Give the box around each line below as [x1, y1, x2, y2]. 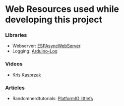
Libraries [5, 32, 27, 39]
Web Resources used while [5, 3, 119, 15]
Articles [5, 84, 25, 91]
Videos [5, 60, 23, 67]
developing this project [5, 14, 103, 25]
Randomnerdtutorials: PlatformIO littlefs [12, 96, 93, 102]
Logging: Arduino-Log [12, 48, 58, 54]
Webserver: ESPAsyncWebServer [12, 43, 81, 49]
